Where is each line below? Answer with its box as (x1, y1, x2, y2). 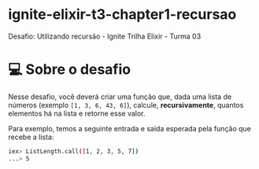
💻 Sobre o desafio (8, 61, 131, 79)
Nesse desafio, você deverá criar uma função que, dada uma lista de (8, 92, 232, 101)
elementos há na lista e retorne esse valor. (8, 108, 146, 118)
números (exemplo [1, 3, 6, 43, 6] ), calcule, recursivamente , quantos (8, 100, 244, 109)
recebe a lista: (8, 132, 54, 141)
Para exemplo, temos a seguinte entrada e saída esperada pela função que (8, 123, 252, 133)
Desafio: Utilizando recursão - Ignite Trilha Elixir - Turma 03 (8, 31, 202, 41)
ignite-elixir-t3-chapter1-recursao (8, 6, 237, 24)
